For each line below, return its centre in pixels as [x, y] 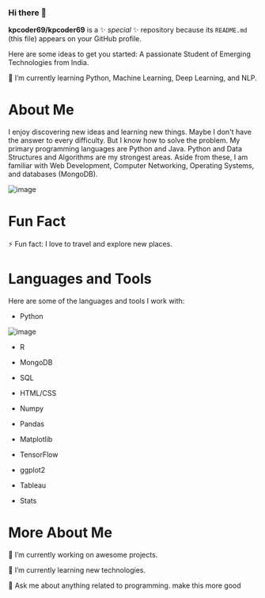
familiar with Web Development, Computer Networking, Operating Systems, [131, 166]
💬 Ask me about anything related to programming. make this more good [125, 585]
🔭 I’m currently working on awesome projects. [83, 555]
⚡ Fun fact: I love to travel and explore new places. [90, 244]
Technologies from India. [49, 63]
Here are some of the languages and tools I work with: [97, 301]
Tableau [33, 485]
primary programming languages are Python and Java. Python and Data [125, 149]
